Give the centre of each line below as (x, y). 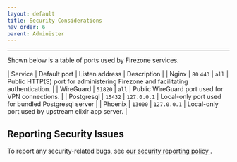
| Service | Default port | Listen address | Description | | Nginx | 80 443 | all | (118, 74)
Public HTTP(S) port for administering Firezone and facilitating (98, 81)
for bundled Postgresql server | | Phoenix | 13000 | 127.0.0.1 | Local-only (113, 104)
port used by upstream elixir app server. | (67, 112)
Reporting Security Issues (66, 134)
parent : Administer (36, 34)
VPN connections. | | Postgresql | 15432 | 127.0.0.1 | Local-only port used (114, 97)
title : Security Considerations (55, 21)
